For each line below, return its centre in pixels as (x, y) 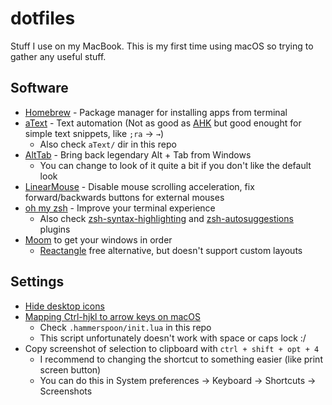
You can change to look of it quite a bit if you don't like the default (175, 165)
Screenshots (66, 391)
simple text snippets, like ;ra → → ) (94, 133)
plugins (55, 229)
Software (39, 88)
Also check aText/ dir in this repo (108, 144)
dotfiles (43, 18)
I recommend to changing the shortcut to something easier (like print (181, 359)
